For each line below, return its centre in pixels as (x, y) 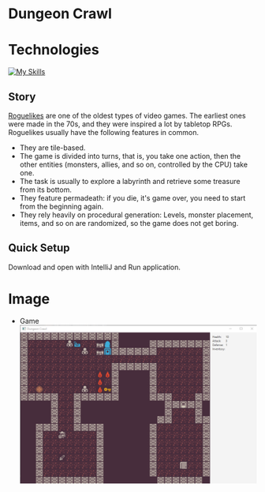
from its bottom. (46, 190)
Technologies (54, 50)
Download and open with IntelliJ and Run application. (95, 267)
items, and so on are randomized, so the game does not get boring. (129, 223)
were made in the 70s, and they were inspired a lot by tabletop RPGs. (120, 124)
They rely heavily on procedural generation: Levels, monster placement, (136, 215)
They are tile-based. (52, 148)
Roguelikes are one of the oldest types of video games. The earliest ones (127, 115)
